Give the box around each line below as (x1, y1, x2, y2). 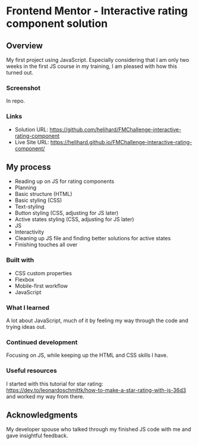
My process (6, 162, 51, 172)
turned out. (6, 69, 34, 76)
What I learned (6, 303, 49, 312)
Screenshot (6, 83, 40, 92)
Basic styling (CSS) (14, 197, 62, 204)
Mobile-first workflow (14, 282, 68, 290)
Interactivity (14, 228, 45, 236)
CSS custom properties (14, 269, 73, 276)
